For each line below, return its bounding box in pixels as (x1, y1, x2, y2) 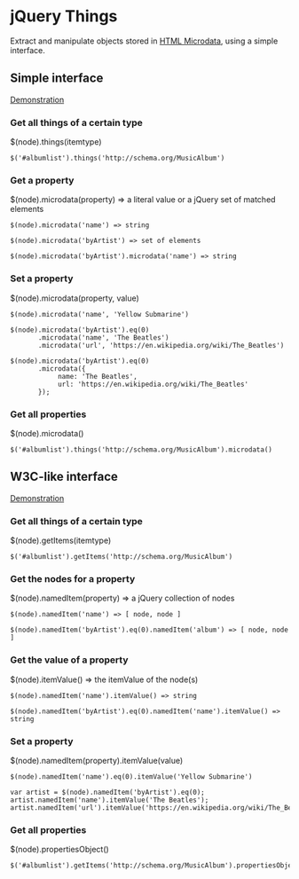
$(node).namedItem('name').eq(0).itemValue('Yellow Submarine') (10, 772, 253, 781)
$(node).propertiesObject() (10, 844, 109, 855)
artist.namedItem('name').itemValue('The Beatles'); (10, 796, 209, 804)
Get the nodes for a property (10, 572, 136, 585)
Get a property (10, 174, 75, 186)
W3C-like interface (10, 469, 119, 484)
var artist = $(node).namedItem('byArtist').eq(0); (10, 788, 205, 797)
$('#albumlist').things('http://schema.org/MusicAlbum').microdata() (10, 445, 273, 454)
